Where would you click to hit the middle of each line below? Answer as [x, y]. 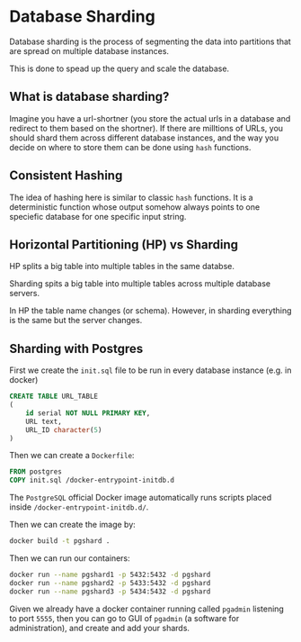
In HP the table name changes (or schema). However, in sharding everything [150, 311]
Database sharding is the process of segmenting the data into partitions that [150, 41]
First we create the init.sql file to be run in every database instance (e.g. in [150, 370]
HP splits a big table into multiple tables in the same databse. [122, 267]
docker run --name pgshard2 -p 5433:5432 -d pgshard [110, 583]
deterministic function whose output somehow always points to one [135, 207]
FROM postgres [36, 472]
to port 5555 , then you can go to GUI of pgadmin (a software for [124, 618]
